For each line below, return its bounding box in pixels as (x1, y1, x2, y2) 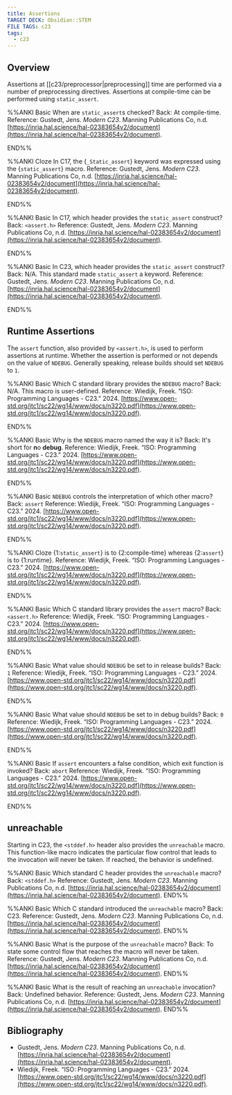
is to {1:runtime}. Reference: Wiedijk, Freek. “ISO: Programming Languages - (7, 555, 225, 564)
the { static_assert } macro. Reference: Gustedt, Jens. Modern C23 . (7, 164, 201, 173)
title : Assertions (7, 10, 60, 17)
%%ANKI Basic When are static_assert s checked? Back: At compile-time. (7, 108, 222, 117)
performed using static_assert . (7, 94, 99, 103)
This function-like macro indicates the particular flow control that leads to (7, 847, 217, 856)
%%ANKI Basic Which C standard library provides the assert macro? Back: (7, 605, 222, 613)
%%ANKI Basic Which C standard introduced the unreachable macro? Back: (7, 904, 224, 913)
